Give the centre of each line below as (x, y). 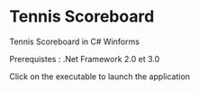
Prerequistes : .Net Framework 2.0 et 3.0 (85, 59)
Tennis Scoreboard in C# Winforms (74, 41)
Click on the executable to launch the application (100, 76)
